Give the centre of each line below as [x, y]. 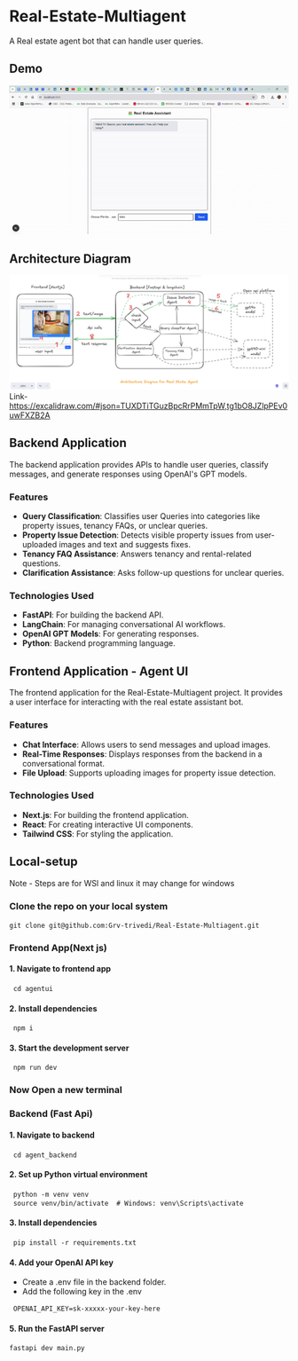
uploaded [39, 545]
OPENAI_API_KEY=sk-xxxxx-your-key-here [87, 1309]
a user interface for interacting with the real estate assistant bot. [126, 702]
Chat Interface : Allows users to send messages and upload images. [146, 744]
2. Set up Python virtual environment [78, 1175]
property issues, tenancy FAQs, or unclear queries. [115, 526]
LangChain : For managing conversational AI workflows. [124, 625]
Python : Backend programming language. [98, 643]
